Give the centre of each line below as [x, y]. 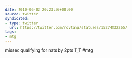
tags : [10, 32]
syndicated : [17, 18]
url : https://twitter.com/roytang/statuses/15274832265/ [68, 28]
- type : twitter [21, 23]
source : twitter [21, 14]
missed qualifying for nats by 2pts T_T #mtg [49, 50]
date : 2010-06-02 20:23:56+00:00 [39, 9]
